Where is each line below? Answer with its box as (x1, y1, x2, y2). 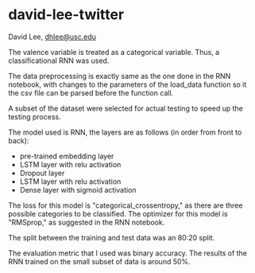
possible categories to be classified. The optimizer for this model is (8, 209, 228, 218)
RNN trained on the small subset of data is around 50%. (8, 256, 191, 266)
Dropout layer (19, 168, 65, 177)
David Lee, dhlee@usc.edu (8, 32, 97, 41)
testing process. (8, 111, 61, 121)
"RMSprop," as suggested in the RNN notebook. (8, 217, 165, 227)
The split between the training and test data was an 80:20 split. (8, 232, 215, 242)
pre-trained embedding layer (19, 151, 114, 161)
